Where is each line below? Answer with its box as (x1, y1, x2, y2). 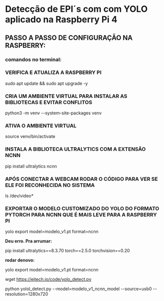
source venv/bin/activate (5, 134, 56, 139)
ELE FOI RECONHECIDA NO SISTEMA (5, 181, 95, 188)
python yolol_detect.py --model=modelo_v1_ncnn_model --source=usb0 (5, 286, 152, 292)
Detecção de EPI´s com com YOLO (5, 3, 148, 15)
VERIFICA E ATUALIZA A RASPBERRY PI (5, 69, 102, 76)
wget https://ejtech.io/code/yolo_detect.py (5, 276, 92, 282)
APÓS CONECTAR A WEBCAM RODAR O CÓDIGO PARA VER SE (5, 175, 158, 182)
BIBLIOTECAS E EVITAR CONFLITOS (5, 99, 93, 105)
